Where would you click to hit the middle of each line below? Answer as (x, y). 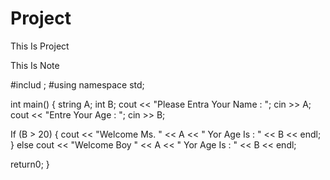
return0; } (30, 164)
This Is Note (35, 65)
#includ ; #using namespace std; (77, 84)
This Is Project (40, 46)
